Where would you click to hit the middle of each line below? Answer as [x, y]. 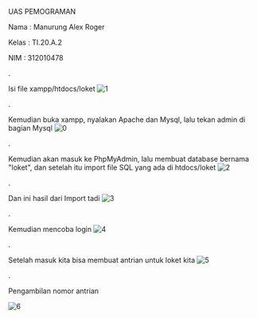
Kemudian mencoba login [50, 229]
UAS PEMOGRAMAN [42, 12]
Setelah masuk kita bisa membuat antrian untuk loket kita [102, 260]
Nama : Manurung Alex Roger [56, 27]
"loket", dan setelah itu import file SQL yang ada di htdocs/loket [112, 167]
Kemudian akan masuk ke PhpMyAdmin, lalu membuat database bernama [128, 159]
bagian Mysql [31, 128]
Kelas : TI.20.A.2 [35, 42]
